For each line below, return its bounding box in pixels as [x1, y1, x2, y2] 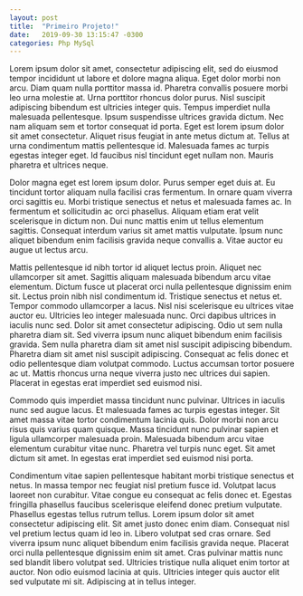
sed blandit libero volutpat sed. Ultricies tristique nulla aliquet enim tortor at [9, 557, 290, 568]
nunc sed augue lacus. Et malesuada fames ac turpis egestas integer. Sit [9, 405, 280, 416]
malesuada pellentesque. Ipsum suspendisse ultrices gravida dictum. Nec [9, 111, 285, 122]
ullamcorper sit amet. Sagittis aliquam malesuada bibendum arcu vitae [9, 272, 271, 283]
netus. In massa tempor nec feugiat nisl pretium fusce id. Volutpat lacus [9, 480, 277, 491]
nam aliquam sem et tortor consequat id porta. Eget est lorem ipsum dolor [9, 121, 285, 132]
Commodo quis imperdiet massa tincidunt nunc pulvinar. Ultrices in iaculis [9, 395, 286, 406]
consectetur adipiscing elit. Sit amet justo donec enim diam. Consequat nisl [9, 518, 289, 530]
